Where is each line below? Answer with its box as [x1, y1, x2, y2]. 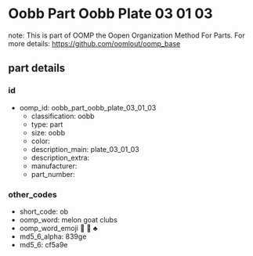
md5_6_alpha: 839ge [19, 232, 87, 241]
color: [31, 136, 51, 146]
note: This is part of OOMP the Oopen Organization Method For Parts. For [8, 31, 245, 40]
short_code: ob [19, 207, 69, 216]
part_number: [31, 169, 75, 178]
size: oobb [31, 128, 65, 137]
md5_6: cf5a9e [19, 240, 68, 249]
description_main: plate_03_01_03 [31, 144, 139, 153]
